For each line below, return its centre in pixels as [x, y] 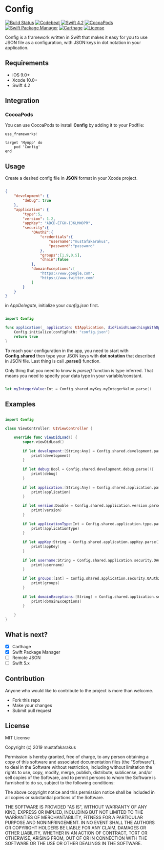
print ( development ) [51, 456]
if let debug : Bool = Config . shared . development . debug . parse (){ [88, 469]
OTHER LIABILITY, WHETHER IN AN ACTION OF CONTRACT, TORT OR [76, 833]
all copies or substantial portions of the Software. [54, 797]
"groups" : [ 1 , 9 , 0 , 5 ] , [61, 255]
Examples [20, 404]
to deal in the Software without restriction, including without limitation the [79, 767]
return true [26, 336]
